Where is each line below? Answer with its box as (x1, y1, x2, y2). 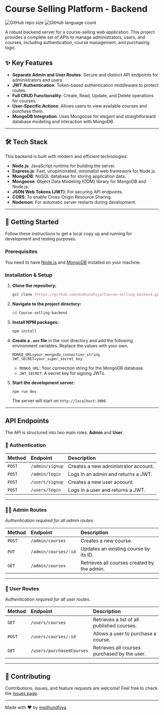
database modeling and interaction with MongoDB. (12, 118, 115, 124)
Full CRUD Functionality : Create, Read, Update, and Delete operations (12, 92, 154, 98)
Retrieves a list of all (93, 616, 139, 623)
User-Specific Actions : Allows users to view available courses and (12, 103, 147, 108)
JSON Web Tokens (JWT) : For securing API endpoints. (12, 189, 123, 195)
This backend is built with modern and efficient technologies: (5, 153, 128, 159)
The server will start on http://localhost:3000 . (12, 398, 107, 404)
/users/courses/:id (31, 634, 76, 640)
